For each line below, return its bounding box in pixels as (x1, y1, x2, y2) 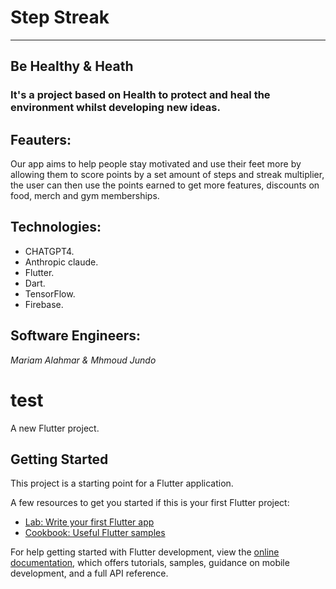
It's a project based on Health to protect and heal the (10, 88, 271, 102)
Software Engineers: (10, 327, 141, 345)
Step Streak (10, 6, 110, 29)
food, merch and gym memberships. (10, 190, 160, 202)
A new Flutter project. (10, 422, 100, 434)
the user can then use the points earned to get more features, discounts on (10, 179, 320, 191)
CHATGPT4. (24, 245, 75, 257)
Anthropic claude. (24, 256, 99, 268)
